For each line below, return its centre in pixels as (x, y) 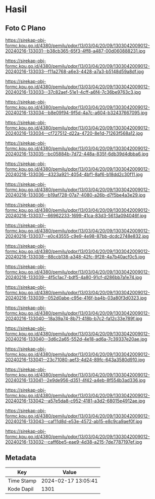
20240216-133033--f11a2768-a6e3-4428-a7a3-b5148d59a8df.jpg (74, 71)
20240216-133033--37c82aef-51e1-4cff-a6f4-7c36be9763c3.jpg (73, 92)
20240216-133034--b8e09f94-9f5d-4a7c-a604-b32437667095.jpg (76, 113)
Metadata (21, 458)
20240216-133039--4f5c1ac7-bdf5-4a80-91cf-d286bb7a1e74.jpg (74, 277)
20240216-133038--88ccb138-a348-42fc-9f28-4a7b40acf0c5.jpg (75, 257)
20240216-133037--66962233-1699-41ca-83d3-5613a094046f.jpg (76, 216)
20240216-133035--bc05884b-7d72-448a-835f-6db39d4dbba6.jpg (77, 154)
